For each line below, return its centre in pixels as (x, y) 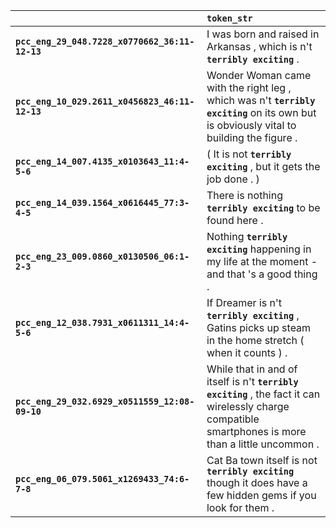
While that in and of (252, 369)
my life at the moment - (262, 261)
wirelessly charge (248, 406)
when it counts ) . (247, 352)
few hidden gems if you (261, 495)
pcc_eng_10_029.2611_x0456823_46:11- (105, 101)
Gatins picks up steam (259, 327)
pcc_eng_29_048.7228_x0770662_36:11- (105, 41)
